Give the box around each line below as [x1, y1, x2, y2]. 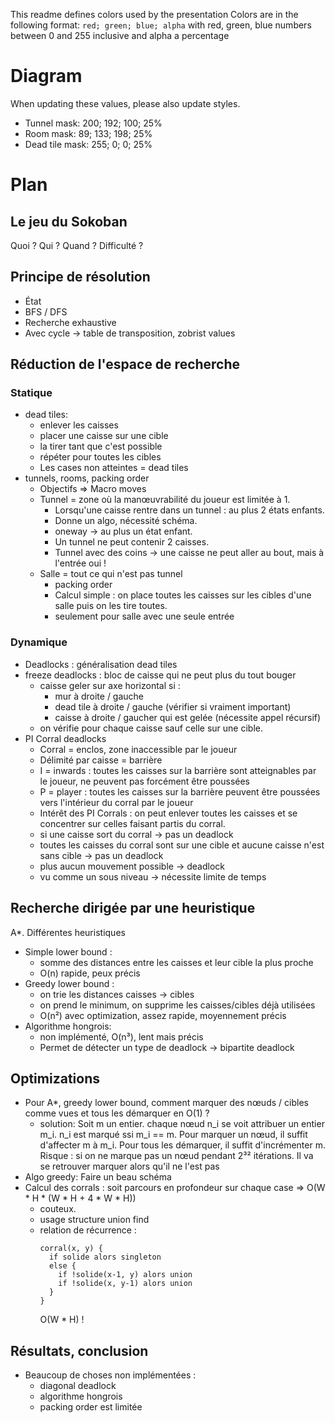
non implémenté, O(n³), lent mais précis [39, 1030, 204, 1043]
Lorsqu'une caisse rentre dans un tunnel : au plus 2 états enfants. [54, 504, 325, 516]
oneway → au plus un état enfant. [54, 525, 193, 538]
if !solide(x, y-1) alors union [58, 1279, 193, 1289]
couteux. [39, 1203, 77, 1215]
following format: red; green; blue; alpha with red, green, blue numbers [10, 19, 312, 31]
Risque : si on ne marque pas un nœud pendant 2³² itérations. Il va [39, 1150, 314, 1162]
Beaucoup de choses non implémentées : [24, 1369, 197, 1381]
